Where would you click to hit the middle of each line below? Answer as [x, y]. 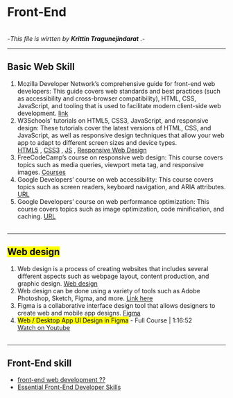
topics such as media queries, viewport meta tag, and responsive [111, 164]
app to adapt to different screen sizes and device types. [97, 142]
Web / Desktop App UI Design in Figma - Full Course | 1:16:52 [105, 320]
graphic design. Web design [58, 283]
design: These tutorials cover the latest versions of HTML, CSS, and [114, 128]
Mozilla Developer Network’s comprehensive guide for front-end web [116, 83]
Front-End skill [40, 363]
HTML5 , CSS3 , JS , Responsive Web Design [82, 150]
